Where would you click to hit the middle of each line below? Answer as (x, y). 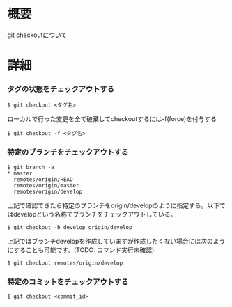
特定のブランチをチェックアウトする (68, 152)
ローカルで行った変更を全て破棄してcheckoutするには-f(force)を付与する (112, 119)
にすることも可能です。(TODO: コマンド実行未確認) (81, 250)
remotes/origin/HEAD (43, 179)
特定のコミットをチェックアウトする (68, 281)
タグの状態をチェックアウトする (61, 89)
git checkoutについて (37, 35)
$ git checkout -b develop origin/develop (70, 227)
